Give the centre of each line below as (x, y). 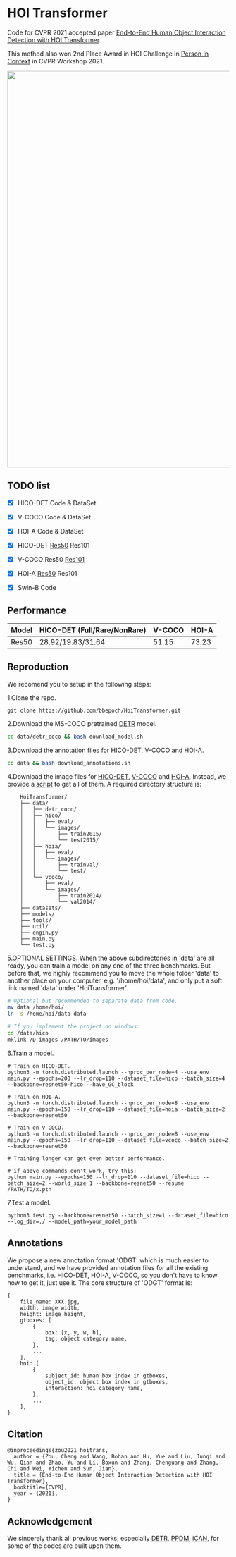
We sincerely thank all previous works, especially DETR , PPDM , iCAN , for (113, 1539)
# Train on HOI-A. (34, 1097)
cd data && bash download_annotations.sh (69, 763)
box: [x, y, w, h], (73, 1333)
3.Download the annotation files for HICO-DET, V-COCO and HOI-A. (106, 750)
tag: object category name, (86, 1338)
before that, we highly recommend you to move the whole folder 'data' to (113, 973)
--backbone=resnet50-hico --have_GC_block (70, 1084)
